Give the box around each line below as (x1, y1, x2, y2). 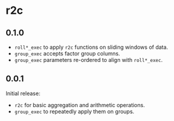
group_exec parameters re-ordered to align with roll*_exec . (14, 57, 163, 63)
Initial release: (5, 90, 41, 97)
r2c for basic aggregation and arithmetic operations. (14, 101, 145, 108)
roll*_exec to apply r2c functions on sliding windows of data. (14, 43, 169, 51)
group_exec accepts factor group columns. (14, 50, 121, 57)
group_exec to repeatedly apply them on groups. (14, 108, 135, 115)
